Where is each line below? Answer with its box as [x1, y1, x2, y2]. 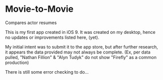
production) [5, 59, 29, 65]
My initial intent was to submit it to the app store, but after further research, [5, 44, 158, 50]
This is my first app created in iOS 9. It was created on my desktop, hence [5, 29, 156, 35]
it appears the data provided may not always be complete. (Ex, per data [5, 49, 151, 55]
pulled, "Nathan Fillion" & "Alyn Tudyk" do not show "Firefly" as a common [5, 54, 157, 60]
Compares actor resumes [5, 20, 57, 26]
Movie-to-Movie [5, 3, 74, 15]
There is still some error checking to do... [5, 69, 89, 75]
